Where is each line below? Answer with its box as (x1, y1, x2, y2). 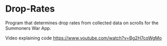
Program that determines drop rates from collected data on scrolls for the (5, 20, 159, 26)
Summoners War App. (5, 25, 52, 31)
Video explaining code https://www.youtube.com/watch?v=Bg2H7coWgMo (5, 35, 162, 41)
